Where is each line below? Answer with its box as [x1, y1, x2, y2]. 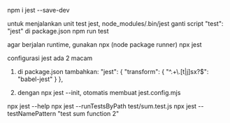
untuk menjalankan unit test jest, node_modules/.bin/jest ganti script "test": [7, 20, 224, 27]
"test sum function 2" [57, 110, 120, 117]
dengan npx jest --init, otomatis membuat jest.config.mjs [17, 89, 181, 96]
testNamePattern [7, 110, 57, 117]
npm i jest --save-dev [7, 6, 70, 14]
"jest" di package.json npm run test [7, 27, 110, 35]
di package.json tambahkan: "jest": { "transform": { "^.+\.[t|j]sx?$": [17, 68, 209, 75]
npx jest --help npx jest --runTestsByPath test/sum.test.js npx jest [7, 102, 197, 110]
